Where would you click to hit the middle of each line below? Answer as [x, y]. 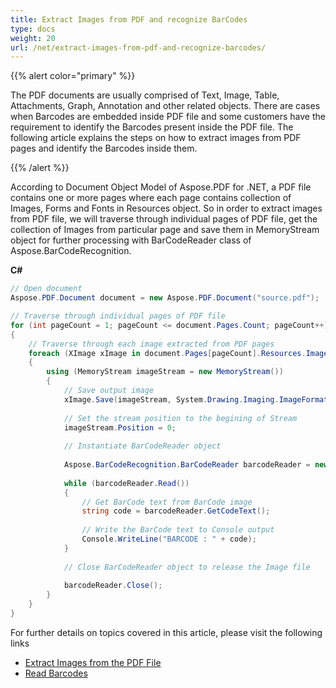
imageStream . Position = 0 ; [120, 427]
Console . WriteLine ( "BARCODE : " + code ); [169, 539]
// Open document [46, 289]
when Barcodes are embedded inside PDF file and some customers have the [168, 117]
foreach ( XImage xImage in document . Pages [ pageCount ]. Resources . [167, 353]
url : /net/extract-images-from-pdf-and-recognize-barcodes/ [138, 47]
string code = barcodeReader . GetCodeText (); [176, 511]
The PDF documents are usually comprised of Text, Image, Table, [145, 95]
